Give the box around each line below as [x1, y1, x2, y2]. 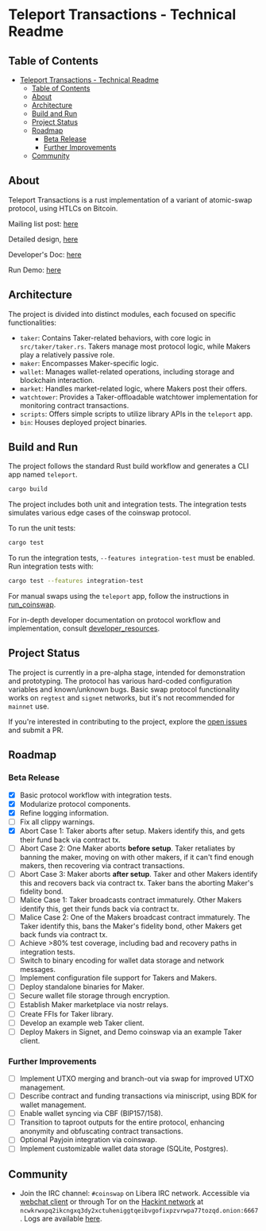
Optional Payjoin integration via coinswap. [19, 1135, 157, 1144]
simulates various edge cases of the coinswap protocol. [8, 508, 191, 518]
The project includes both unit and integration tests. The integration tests [8, 500, 247, 509]
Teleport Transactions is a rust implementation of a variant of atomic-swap [8, 195, 253, 204]
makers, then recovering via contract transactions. [19, 860, 185, 870]
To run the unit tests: [8, 523, 76, 533]
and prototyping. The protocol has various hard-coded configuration [8, 676, 233, 685]
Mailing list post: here [8, 218, 79, 228]
